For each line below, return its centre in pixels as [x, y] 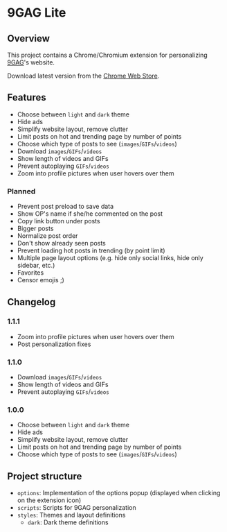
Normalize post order [47, 236]
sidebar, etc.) [36, 266]
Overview [29, 38]
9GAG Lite [37, 13]
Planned [21, 191]
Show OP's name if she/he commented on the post [90, 214]
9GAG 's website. [31, 62]
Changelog [31, 302]
